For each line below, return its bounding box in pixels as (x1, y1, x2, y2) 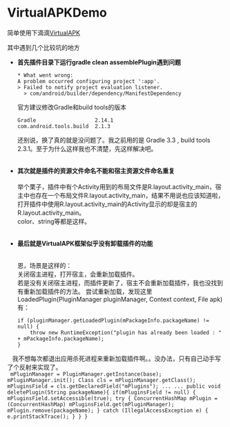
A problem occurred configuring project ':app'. (17, 78, 160, 84)
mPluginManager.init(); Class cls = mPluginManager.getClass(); (7, 376, 196, 383)
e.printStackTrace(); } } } (7, 413, 88, 420)
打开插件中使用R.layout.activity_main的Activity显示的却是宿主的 (17, 199, 198, 208)
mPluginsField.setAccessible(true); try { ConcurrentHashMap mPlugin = (7, 394, 218, 402)
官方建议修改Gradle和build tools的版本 (17, 102, 126, 111)
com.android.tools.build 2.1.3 (17, 122, 111, 129)
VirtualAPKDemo (7, 5, 107, 21)
